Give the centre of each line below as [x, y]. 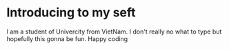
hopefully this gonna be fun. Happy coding [67, 38]
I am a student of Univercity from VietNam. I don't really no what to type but [114, 32]
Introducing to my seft [71, 13]
